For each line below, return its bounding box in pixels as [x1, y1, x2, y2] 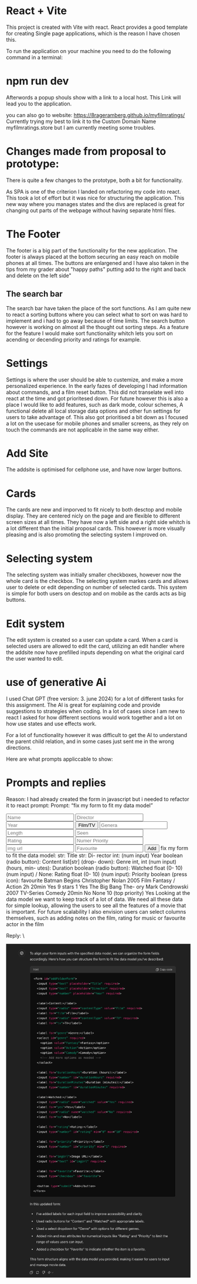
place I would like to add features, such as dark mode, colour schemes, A [6, 401, 184, 408]
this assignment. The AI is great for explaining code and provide [6, 702, 161, 709]
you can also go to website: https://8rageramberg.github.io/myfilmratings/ [6, 111, 185, 118]
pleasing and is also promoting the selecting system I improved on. [6, 531, 168, 538]
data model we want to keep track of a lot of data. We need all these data [6, 896, 183, 903]
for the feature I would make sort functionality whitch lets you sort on [6, 330, 173, 337]
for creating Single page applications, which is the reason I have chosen [6, 29, 181, 37]
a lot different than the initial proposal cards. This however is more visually [6, 525, 186, 532]
